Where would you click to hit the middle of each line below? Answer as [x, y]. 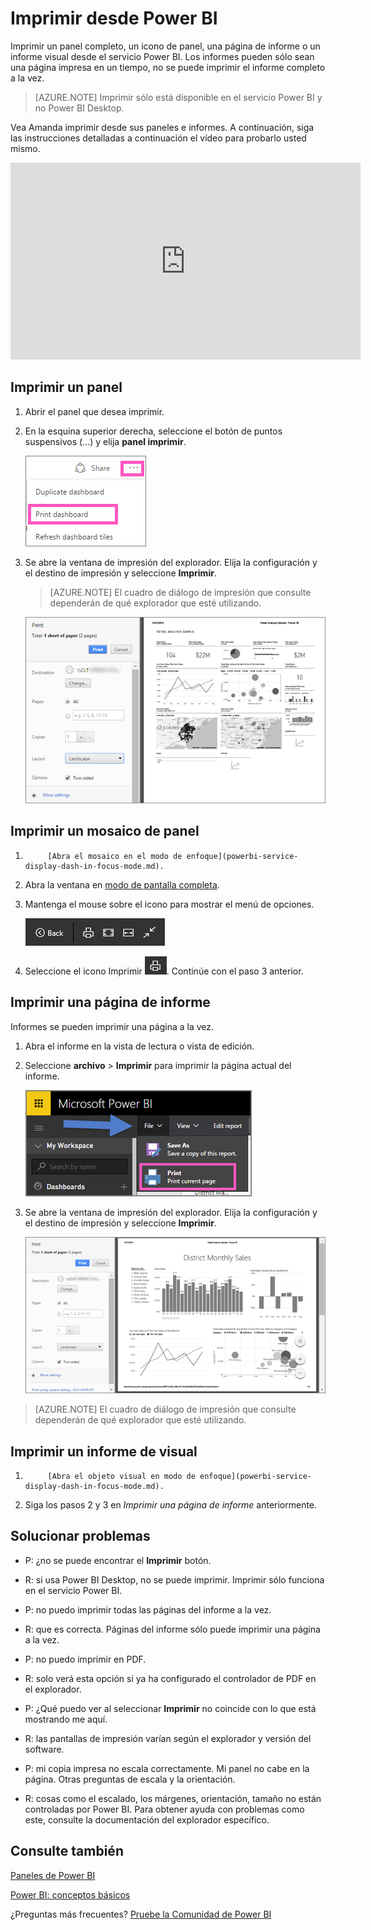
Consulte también [67, 1851]
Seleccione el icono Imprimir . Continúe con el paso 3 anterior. [164, 971]
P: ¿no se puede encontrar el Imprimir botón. [118, 1560]
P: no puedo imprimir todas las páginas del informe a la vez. [148, 1609]
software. [44, 1749]
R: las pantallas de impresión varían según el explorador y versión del [168, 1738]
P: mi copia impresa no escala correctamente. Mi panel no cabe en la [167, 1768]
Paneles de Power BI [53, 1875]
